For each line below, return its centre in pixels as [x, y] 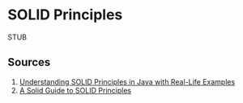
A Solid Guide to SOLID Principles [75, 90]
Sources [29, 62]
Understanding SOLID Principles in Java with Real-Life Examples [127, 81]
